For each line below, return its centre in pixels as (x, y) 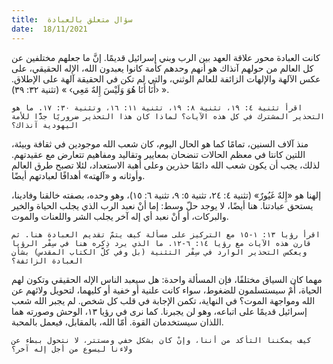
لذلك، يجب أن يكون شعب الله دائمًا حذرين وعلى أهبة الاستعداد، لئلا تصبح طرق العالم (166, 165)
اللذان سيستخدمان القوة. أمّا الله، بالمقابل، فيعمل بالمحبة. (117, 322)
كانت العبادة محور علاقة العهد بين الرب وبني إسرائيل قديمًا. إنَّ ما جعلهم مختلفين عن (166, 57)
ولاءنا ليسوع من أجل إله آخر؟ (72, 349)
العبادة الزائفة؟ (47, 261)
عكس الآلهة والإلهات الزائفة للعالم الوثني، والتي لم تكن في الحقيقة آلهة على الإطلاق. (166, 78)
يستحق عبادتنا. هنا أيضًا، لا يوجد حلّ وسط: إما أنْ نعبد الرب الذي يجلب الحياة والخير (162, 205)
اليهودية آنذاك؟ (45, 125)
